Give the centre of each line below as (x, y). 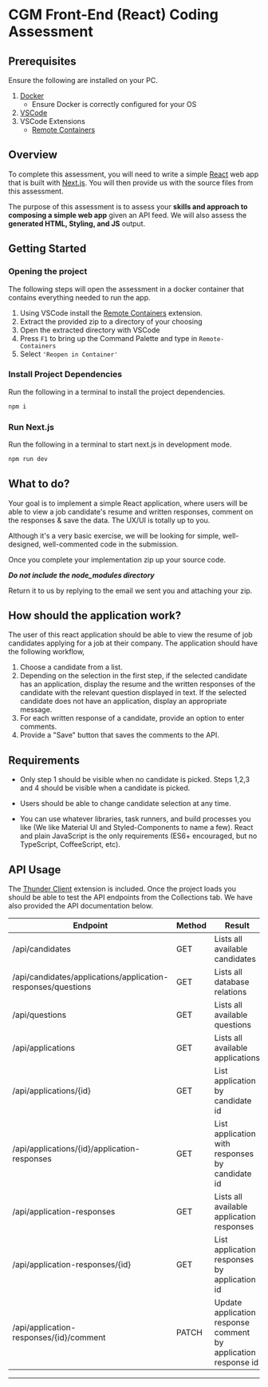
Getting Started (47, 249)
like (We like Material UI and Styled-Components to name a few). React (136, 828)
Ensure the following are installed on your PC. (83, 80)
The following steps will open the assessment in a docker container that (126, 288)
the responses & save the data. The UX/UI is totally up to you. (109, 520)
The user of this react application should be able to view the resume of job (130, 635)
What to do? (39, 484)
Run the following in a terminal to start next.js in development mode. (120, 444)
